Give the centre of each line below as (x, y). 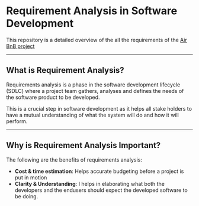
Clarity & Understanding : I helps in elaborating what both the (89, 184)
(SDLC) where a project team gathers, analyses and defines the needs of (95, 91)
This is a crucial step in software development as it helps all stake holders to (99, 108)
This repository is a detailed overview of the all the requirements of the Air (97, 40)
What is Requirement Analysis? (65, 70)
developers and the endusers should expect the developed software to (101, 190)
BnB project (20, 46)
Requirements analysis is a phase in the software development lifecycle (93, 85)
